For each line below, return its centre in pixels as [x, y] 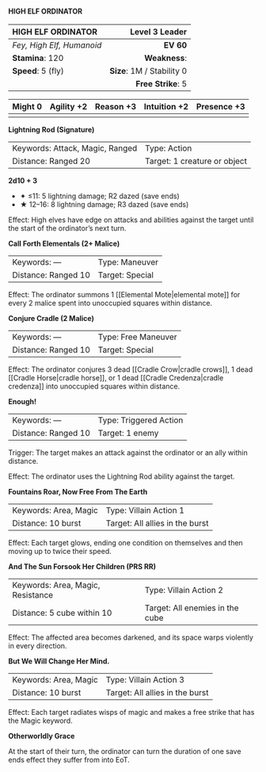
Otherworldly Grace [42, 736]
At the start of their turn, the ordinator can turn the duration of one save [125, 751]
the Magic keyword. [40, 720]
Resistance [33, 595]
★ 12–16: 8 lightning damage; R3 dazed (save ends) [104, 204]
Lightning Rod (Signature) [51, 130]
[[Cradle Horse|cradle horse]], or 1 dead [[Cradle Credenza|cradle [116, 378]
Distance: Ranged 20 [51, 161]
